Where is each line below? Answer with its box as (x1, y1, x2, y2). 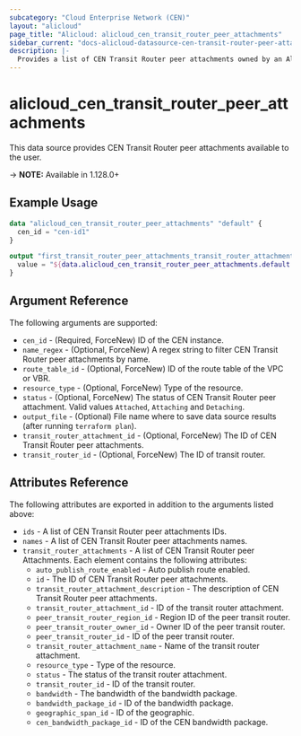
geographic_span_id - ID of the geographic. (35, 706, 195, 718)
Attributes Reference (9, 475, 129, 490)
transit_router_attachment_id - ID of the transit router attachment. (35, 602, 284, 613)
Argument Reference (9, 294, 129, 309)
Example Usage (9, 195, 99, 211)
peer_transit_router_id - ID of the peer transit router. (35, 630, 235, 642)
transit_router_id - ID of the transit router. (35, 679, 195, 689)
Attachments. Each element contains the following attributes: (21, 554, 248, 565)
